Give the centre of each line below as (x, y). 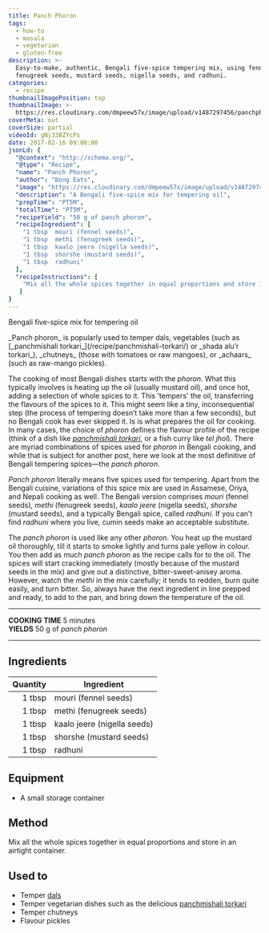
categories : (28, 83)
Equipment (36, 779)
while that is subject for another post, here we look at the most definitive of (132, 455)
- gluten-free (39, 53)
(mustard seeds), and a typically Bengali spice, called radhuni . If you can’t (130, 513)
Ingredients (38, 661)
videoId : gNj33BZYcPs (44, 135)
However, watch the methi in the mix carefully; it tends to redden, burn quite (134, 580)
